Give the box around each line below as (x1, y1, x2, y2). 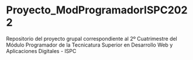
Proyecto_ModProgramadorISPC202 (6, 3, 188, 17)
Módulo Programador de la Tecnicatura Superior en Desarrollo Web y (6, 41, 173, 48)
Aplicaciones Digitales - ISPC (6, 47, 77, 54)
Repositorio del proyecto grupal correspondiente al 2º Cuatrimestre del (6, 35, 177, 42)
